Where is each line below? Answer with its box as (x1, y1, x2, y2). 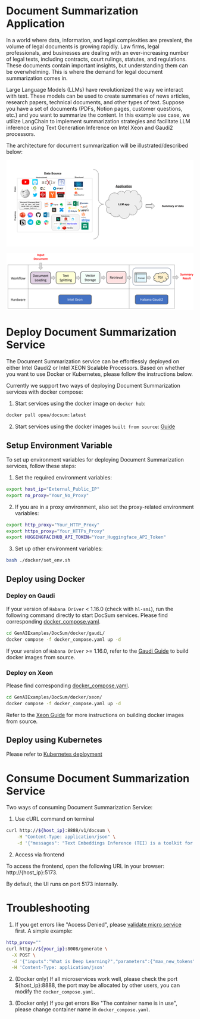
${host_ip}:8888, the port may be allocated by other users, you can (14, 981, 180, 989)
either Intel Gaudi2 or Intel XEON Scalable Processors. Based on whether (6, 364, 185, 372)
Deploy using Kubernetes (6, 735, 102, 745)
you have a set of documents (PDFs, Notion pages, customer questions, (6, 105, 183, 112)
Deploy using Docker (6, 574, 85, 584)
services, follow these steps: (6, 462, 76, 469)
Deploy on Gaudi (6, 591, 55, 600)
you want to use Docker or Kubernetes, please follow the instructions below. (6, 370, 193, 378)
